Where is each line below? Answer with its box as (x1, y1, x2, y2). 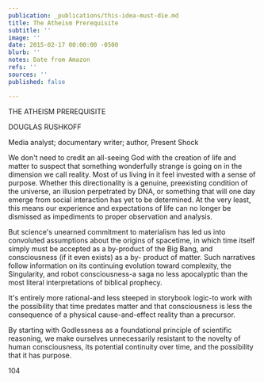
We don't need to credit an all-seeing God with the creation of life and (8, 152, 236, 162)
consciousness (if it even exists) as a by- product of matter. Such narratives (8, 252, 256, 262)
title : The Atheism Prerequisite (8, 19, 119, 27)
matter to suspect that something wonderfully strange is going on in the (8, 161, 243, 170)
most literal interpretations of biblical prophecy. (8, 277, 163, 287)
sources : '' (8, 71, 48, 78)
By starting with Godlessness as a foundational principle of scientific (8, 325, 232, 334)
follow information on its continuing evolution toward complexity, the (8, 261, 231, 270)
